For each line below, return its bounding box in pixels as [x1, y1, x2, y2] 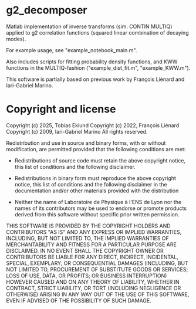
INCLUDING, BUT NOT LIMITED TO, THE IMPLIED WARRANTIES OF [6, 235, 169, 242]
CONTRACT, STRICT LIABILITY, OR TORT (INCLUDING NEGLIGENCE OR [6, 284, 181, 291]
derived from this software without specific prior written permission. [14, 210, 180, 218]
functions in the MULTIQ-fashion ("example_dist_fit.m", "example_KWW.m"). [6, 64, 191, 71]
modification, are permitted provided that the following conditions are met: [6, 145, 186, 152]
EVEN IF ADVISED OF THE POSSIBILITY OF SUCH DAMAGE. [6, 297, 151, 304]
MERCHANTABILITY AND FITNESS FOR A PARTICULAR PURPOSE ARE [6, 241, 177, 248]
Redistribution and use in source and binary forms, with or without [6, 139, 166, 147]
